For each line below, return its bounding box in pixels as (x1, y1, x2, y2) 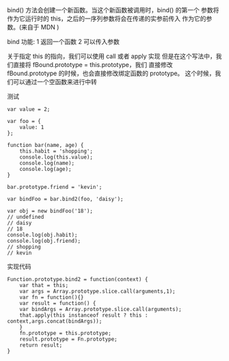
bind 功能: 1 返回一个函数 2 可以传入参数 (7, 38, 120, 46)
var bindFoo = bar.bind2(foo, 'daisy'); (7, 196, 124, 202)
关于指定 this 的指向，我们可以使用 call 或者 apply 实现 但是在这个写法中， (7, 52, 217, 60)
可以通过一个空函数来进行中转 (12, 78, 97, 85)
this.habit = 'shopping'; (19, 148, 94, 155)
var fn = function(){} (19, 294, 84, 301)
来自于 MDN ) (21, 23, 59, 31)
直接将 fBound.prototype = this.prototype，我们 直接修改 (12, 61, 173, 68)
